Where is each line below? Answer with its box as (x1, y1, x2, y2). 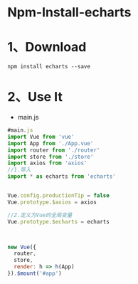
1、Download (7, 39, 87, 56)
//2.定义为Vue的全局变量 (7, 211, 73, 219)
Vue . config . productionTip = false (7, 192, 110, 199)
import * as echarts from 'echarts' (7, 173, 116, 180)
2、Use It (7, 89, 63, 105)
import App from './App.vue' (7, 140, 94, 147)
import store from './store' (7, 153, 94, 160)
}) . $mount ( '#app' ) (7, 270, 62, 278)
